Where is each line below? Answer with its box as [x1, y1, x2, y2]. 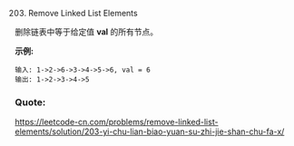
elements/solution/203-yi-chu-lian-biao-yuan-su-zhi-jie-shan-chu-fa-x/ [15, 126, 285, 137]
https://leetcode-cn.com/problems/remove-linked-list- [15, 117, 219, 128]
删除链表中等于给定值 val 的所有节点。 [15, 26, 159, 37]
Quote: [15, 95, 46, 108]
